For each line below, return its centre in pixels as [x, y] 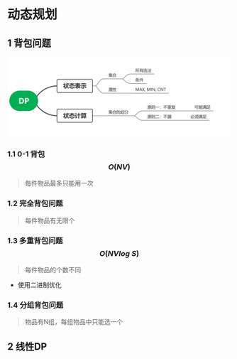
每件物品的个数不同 [53, 270]
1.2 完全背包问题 [35, 203]
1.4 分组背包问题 [35, 305]
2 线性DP [27, 347]
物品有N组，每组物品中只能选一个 [74, 322]
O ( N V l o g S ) [119, 253]
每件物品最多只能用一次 [59, 183]
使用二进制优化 [39, 285]
